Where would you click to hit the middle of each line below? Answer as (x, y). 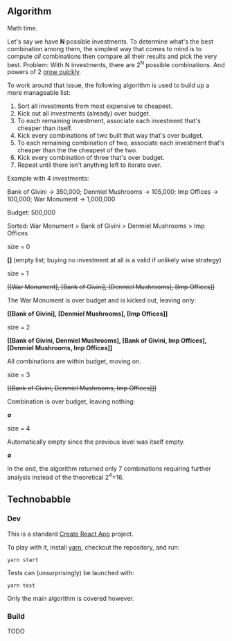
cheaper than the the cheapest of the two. (77, 150)
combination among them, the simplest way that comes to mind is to (105, 48)
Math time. (23, 28)
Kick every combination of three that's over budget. (91, 158)
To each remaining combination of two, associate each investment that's (121, 143)
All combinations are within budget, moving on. (74, 361)
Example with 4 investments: (48, 179)
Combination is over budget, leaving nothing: (71, 401)
